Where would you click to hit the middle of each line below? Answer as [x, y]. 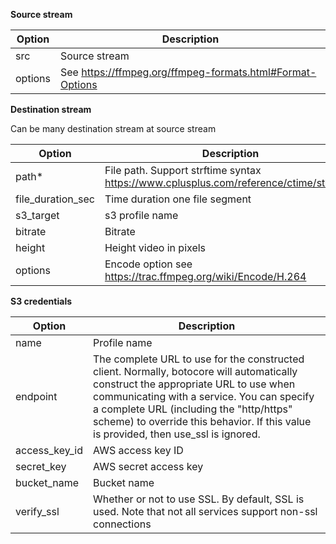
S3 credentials [41, 301]
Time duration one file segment [178, 199]
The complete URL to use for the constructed [199, 359]
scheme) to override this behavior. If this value [202, 421]
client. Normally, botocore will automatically [195, 371]
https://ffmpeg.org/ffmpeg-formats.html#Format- [199, 72]
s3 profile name [141, 215]
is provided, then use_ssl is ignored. [177, 434]
